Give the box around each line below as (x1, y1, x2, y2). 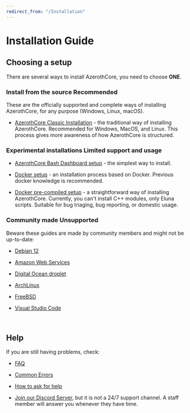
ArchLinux (14, 281, 40, 289)
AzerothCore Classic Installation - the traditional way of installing (14, 119, 172, 126)
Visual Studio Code (14, 304, 62, 312)
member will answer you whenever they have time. (14, 401, 138, 408)
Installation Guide (6, 34, 94, 47)
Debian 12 (14, 247, 39, 254)
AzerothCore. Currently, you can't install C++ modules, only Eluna (14, 195, 175, 202)
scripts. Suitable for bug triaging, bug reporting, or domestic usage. (14, 201, 178, 208)
